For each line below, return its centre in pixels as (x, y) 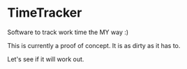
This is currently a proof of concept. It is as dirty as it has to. (94, 45)
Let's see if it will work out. (46, 59)
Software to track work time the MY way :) (68, 32)
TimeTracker (45, 13)
